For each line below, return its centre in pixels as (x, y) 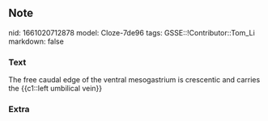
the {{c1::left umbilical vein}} (55, 89)
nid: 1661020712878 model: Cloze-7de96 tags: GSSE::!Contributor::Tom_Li (132, 32)
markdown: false (36, 41)
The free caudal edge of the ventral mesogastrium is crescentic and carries (134, 80)
